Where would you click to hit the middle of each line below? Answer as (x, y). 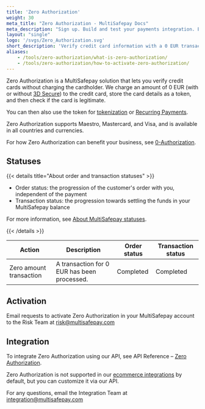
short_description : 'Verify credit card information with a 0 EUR (92, 46)
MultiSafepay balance (42, 207)
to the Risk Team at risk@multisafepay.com (60, 322)
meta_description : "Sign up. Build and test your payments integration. (101, 29)
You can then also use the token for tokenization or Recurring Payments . (97, 112)
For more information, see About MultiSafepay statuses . (77, 219)
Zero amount (28, 268)
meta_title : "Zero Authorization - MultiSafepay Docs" (77, 23)
